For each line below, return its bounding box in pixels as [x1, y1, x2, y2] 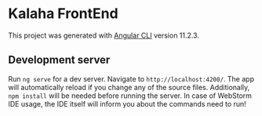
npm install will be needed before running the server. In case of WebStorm [8, 91, 253, 100]
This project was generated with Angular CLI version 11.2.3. [8, 31, 200, 40]
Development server [8, 53, 111, 67]
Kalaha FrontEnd [8, 5, 119, 23]
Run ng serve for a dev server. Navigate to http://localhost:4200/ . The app [8, 74, 255, 83]
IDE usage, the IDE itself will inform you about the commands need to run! [8, 99, 247, 108]
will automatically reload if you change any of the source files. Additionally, [8, 82, 250, 92]
